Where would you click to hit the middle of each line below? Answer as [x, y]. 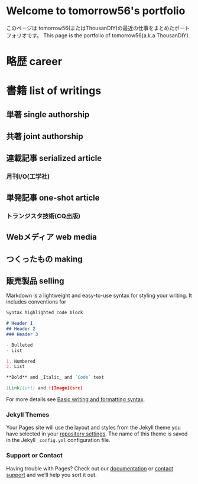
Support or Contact [35, 456]
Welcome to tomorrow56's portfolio [96, 11]
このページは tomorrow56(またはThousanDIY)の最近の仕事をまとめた [90, 28]
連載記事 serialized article [54, 158]
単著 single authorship [48, 114]
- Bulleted [20, 345]
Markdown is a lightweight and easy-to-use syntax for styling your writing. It [99, 296]
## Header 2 [21, 329]
